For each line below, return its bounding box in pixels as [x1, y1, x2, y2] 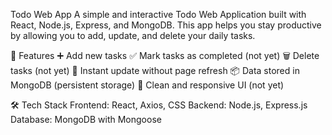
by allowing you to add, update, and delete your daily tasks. [10, 30, 256, 41]
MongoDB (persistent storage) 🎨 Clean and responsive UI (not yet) [10, 79, 285, 91]
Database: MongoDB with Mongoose [10, 114, 162, 125]
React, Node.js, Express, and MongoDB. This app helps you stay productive [10, 19, 322, 31]
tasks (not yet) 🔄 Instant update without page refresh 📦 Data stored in [10, 65, 300, 76]
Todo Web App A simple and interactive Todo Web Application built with [10, 9, 307, 20]
